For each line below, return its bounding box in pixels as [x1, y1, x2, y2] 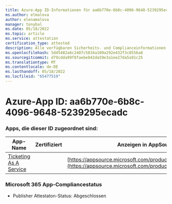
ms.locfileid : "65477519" [5, 74, 60, 79]
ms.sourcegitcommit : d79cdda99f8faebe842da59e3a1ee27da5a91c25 [5, 55, 143, 60]
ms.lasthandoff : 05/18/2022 [5, 69, 66, 74]
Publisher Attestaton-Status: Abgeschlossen [12, 192, 106, 199]
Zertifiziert [35, 141, 62, 148]
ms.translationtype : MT [5, 60, 56, 65]
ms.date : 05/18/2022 [5, 27, 50, 32]
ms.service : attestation [5, 36, 58, 41]
